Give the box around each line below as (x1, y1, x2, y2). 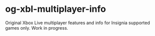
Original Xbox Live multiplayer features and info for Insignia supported (5, 20, 150, 26)
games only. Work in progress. (5, 25, 69, 31)
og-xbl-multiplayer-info (5, 3, 106, 15)
